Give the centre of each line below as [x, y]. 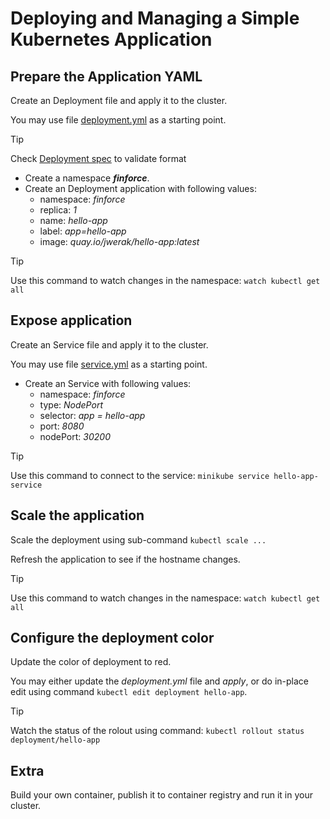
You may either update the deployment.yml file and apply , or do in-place [160, 681]
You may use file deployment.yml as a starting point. [118, 120]
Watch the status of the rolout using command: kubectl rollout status [157, 731]
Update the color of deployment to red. [91, 662]
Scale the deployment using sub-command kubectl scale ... [138, 539]
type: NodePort [71, 404]
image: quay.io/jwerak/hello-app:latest [119, 241]
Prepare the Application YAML [106, 76]
